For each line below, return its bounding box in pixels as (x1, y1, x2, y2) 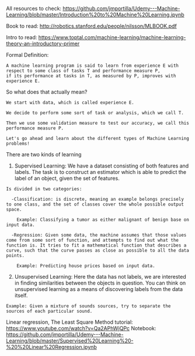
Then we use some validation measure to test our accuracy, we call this (6, 120, 190, 126)
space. (6, 207, 22, 213)
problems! (6, 141, 30, 146)
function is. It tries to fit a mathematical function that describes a (6, 242, 187, 248)
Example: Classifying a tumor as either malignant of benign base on (16, 217, 190, 222)
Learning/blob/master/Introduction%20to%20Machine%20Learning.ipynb (6, 11, 185, 18)
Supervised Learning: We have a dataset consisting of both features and (14, 162, 189, 169)
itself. (14, 292, 28, 299)
